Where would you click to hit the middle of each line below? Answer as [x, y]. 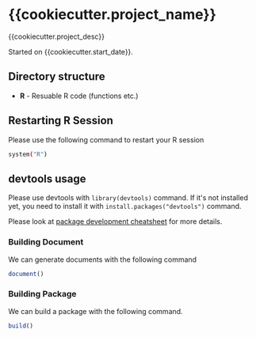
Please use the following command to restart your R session [106, 139]
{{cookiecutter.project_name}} [112, 15]
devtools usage [47, 178]
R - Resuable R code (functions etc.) [79, 96]
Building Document [46, 242]
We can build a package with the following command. [96, 311]
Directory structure [57, 77]
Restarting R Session [61, 121]
